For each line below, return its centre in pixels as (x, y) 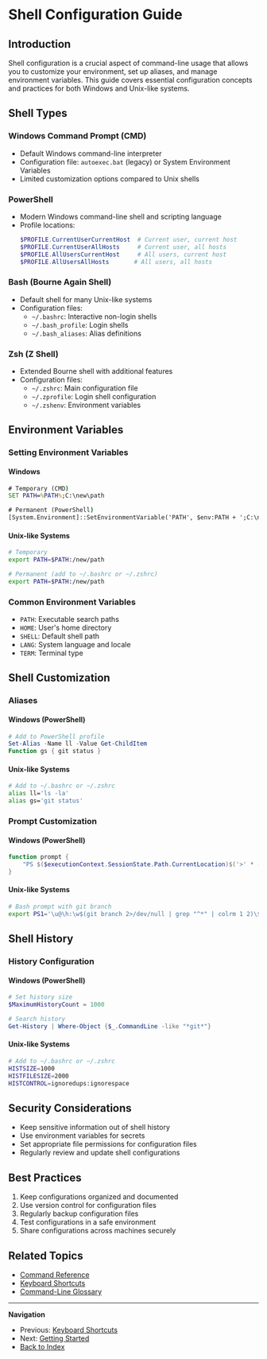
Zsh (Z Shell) (33, 354)
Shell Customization (59, 678)
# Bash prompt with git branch (60, 907)
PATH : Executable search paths (69, 619)
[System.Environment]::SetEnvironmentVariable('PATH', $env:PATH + (122, 518)
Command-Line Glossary (60, 1291)
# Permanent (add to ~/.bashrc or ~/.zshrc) (83, 574)
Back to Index (42, 1346)
